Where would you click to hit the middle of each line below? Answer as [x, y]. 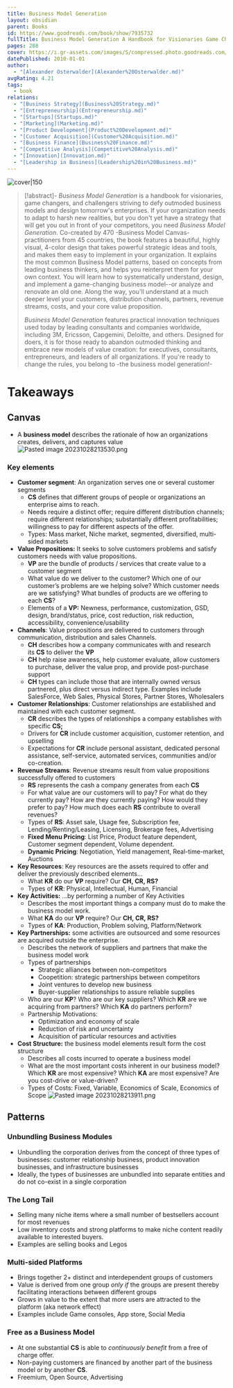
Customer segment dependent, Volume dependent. [101, 844]
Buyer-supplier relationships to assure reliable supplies [116, 992]
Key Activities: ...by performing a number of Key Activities [101, 896]
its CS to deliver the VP [61, 652]
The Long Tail [31, 1200]
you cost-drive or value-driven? [73, 1081]
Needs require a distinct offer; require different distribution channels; [126, 512]
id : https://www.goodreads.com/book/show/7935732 [80, 33]
